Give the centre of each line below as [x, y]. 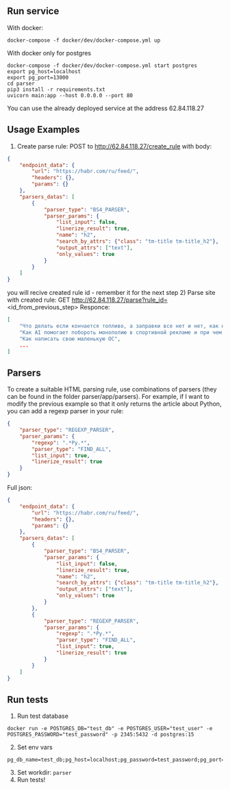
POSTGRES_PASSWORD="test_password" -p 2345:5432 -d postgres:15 [101, 735]
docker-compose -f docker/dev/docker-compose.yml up [84, 40]
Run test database [42, 716]
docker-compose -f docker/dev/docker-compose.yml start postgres [102, 65]
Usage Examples [43, 130]
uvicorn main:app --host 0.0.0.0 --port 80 [70, 95]
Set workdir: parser [44, 773]
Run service [33, 11]
